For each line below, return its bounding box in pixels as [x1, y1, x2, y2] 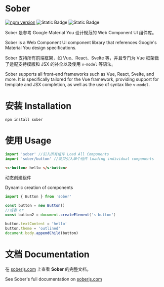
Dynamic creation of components [5, 185, 73, 191]
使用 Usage [5, 135, 52, 146]
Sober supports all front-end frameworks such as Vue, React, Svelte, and [5, 71, 154, 77]
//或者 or [5, 208, 24, 213]
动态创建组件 [5, 175, 31, 181]
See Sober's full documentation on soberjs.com [5, 276, 102, 282]
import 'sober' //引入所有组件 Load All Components [5, 151, 110, 156]
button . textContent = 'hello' [5, 221, 68, 226]
